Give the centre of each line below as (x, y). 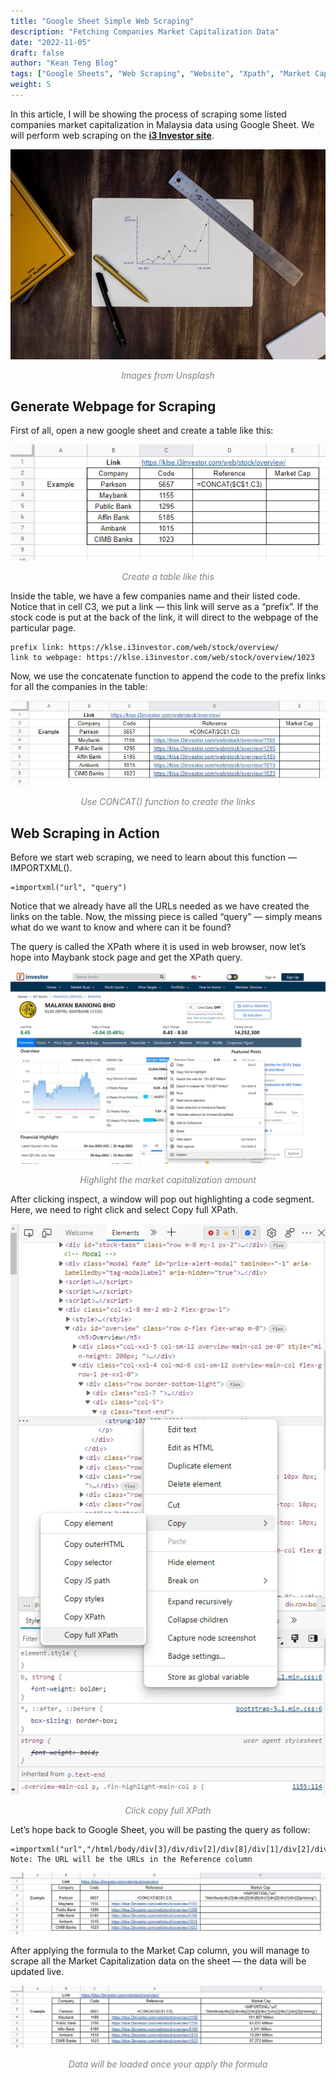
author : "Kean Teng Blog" (64, 63)
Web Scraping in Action (85, 833)
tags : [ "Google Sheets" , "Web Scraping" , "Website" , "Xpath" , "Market (160, 74)
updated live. (37, 1971)
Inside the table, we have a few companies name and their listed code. (155, 596)
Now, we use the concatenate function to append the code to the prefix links (168, 676)
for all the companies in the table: (79, 686)
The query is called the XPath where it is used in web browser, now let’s (158, 947)
